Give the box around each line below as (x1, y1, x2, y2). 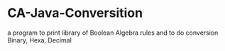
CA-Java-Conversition (7, 5, 143, 21)
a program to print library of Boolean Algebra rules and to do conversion (7, 28, 219, 37)
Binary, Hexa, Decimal (7, 35, 72, 44)
